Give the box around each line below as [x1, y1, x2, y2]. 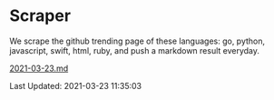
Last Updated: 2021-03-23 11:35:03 [9, 80, 142, 91]
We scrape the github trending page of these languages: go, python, [9, 35, 266, 46]
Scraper [9, 5, 71, 26]
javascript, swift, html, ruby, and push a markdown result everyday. [9, 45, 260, 55]
